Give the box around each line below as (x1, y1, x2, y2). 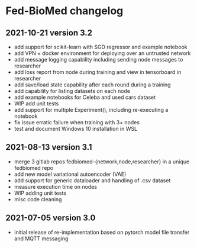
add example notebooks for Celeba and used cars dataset (14, 94, 156, 101)
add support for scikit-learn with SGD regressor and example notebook (14, 43, 188, 50)
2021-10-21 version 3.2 (5, 28, 93, 38)
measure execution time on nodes (14, 183, 97, 190)
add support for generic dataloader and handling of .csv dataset (14, 176, 171, 184)
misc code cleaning (14, 195, 62, 202)
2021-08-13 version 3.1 (5, 142, 92, 152)
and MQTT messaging (14, 235, 69, 242)
